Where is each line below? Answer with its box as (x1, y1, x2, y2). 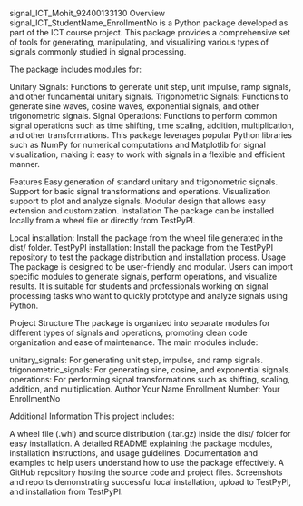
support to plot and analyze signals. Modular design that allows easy (9, 195, 266, 206)
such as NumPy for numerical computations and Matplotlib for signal (9, 140, 266, 150)
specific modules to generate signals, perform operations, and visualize (9, 272, 278, 282)
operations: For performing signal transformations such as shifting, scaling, (9, 374, 290, 384)
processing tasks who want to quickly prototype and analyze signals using (9, 291, 288, 301)
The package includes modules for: (9, 64, 142, 74)
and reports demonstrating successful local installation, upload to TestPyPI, (9, 477, 292, 487)
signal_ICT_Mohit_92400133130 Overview (9, 8, 166, 18)
